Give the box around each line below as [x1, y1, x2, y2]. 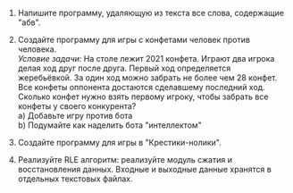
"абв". [17, 17, 41, 28]
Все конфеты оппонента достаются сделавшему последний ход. [17, 82, 265, 92]
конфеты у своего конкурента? [17, 101, 137, 111]
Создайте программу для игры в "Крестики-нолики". [17, 138, 222, 147]
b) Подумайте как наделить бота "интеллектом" [17, 120, 203, 130]
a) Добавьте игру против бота [17, 111, 133, 121]
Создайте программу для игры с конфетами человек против [17, 35, 250, 45]
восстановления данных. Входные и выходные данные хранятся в [17, 164, 272, 174]
